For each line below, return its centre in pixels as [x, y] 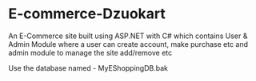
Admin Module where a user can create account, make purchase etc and [128, 44]
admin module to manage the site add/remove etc [90, 52]
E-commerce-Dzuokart [87, 14]
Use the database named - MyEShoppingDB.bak [88, 67]
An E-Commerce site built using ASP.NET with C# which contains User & [128, 36]
